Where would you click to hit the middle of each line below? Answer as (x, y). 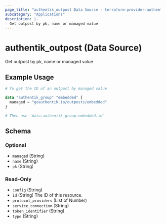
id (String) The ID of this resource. (47, 195)
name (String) (25, 161)
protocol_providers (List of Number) (50, 200)
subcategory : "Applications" (35, 14)
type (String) (25, 216)
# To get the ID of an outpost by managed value (56, 89)
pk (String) (23, 167)
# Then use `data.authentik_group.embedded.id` (55, 116)
